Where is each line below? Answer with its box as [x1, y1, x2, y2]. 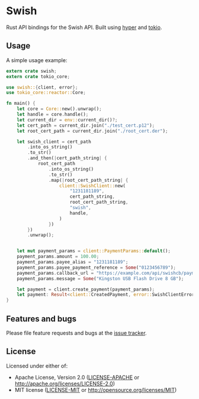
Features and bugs [6, 314, 77, 324]
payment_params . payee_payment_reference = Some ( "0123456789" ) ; [17, 265, 176, 271]
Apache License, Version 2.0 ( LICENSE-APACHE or [14, 374, 140, 381]
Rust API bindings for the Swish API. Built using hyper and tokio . [6, 24, 162, 31]
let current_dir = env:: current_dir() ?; [17, 117, 118, 123]
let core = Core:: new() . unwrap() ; [17, 106, 102, 112]
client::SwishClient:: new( [59, 182, 126, 189]
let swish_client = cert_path [17, 139, 92, 144]
